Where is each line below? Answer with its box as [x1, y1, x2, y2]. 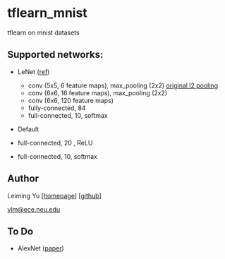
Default [17, 125, 39, 133]
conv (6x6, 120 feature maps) [28, 96, 114, 104]
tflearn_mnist [7, 5, 88, 21]
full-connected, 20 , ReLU [17, 138, 93, 147]
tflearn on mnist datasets [7, 28, 80, 37]
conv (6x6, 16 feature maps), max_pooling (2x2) [28, 88, 168, 97]
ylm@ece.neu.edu [7, 205, 61, 213]
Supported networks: [7, 49, 104, 61]
